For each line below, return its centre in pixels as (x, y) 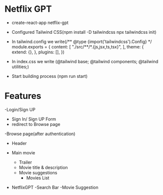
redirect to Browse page (36, 124)
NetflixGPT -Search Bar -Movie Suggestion (55, 187)
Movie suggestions (38, 172)
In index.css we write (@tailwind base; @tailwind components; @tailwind (85, 61)
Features (23, 96)
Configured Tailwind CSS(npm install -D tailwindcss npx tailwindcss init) (84, 32)
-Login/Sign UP (20, 109)
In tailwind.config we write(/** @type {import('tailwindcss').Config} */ (82, 41)
